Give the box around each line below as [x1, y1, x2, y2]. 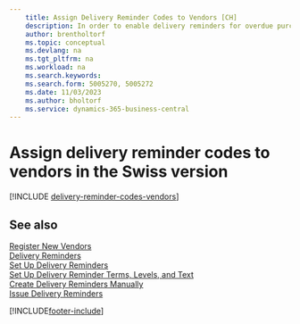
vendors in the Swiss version [9, 162, 229, 182]
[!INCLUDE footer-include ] [9, 305, 104, 316]
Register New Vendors [9, 241, 92, 251]
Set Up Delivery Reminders [9, 260, 109, 270]
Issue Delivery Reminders [9, 288, 104, 299]
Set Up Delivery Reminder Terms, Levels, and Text [9, 270, 194, 279]
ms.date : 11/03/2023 [25, 87, 102, 96]
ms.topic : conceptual [25, 37, 105, 47]
